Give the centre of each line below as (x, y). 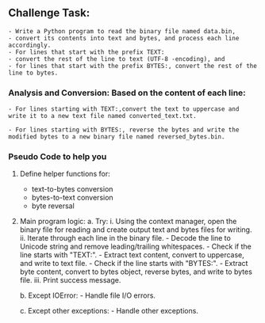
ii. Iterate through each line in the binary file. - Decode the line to (125, 238)
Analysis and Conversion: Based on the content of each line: (127, 93)
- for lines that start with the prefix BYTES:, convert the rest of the (133, 66)
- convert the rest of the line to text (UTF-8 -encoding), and (117, 59)
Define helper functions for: (65, 174)
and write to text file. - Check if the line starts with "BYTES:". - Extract (134, 264)
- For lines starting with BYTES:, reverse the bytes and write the (124, 130)
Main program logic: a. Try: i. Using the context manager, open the (128, 222)
